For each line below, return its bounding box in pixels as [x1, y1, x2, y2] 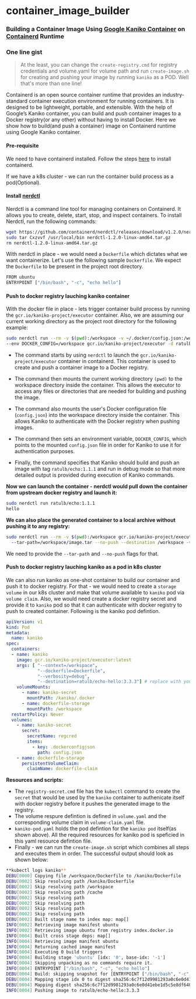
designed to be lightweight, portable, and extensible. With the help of [6, 104, 173, 111]
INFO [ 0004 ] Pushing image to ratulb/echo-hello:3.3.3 [6, 987, 140, 993]
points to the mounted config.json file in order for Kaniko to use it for [14, 442, 181, 449]
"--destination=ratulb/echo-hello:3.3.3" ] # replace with [37, 679, 181, 685]
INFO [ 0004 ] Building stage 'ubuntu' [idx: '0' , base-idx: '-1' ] [6, 954, 166, 961]
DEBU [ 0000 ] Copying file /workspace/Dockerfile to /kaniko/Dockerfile [6, 873, 181, 879]
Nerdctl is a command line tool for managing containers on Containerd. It [6, 205, 181, 212]
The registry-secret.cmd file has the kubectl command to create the [14, 788, 180, 795]
